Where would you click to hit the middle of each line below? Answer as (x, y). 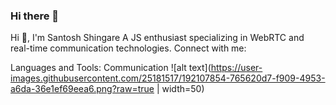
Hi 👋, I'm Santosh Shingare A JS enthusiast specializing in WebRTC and (157, 38)
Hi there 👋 (35, 16)
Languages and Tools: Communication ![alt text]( (111, 68)
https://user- (236, 68)
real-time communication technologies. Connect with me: (128, 48)
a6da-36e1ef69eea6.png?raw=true (82, 89)
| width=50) (180, 89)
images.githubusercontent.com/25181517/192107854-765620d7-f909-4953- (168, 78)
